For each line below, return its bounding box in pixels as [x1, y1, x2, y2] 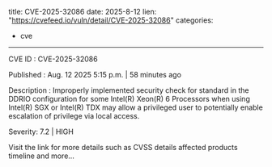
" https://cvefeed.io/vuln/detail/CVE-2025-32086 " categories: [8, 15, 214, 25]
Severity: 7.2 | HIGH [8, 127, 74, 136]
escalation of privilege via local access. [8, 111, 140, 120]
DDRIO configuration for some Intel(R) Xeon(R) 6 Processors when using [8, 94, 251, 103]
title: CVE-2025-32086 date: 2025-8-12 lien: [8, 7, 157, 16]
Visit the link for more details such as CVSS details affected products [8, 143, 238, 152]
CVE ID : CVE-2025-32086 [8, 54, 99, 64]
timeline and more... [8, 151, 75, 161]
